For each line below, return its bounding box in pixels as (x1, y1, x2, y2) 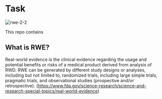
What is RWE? (5, 43, 50, 52)
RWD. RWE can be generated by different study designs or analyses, (5, 67, 146, 73)
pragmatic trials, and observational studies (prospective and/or (5, 77, 134, 83)
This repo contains (5, 29, 44, 35)
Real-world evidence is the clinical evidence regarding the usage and (5, 56, 147, 62)
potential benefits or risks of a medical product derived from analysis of (5, 61, 152, 67)
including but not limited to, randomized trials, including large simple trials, (5, 72, 158, 78)
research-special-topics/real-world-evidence (5, 88, 98, 94)
